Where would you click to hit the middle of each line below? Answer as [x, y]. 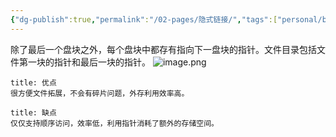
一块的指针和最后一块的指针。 [89, 62]
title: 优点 [33, 82]
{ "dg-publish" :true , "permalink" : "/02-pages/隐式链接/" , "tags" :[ [144, 19]
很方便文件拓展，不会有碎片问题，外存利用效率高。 [100, 93]
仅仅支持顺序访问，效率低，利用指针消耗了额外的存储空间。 [114, 123]
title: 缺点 [33, 112]
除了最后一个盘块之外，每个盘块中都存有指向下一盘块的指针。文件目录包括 [163, 49]
